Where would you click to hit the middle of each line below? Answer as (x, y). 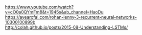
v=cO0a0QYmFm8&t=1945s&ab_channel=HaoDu (54, 12)
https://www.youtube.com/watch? (39, 7)
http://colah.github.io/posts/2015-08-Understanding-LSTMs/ (67, 27)
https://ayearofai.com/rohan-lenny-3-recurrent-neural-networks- (71, 17)
